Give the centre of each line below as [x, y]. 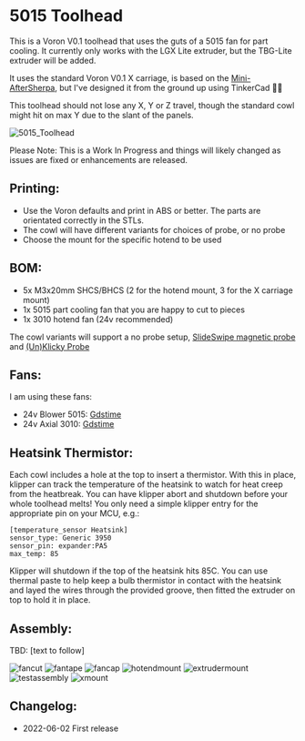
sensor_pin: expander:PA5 [58, 546]
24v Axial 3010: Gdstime [68, 424]
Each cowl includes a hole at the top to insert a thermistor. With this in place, [153, 475]
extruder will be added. [53, 60]
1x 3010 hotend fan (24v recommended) [98, 319]
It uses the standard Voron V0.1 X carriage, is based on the [119, 77]
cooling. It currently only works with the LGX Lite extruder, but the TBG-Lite [151, 50]
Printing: [35, 189]
